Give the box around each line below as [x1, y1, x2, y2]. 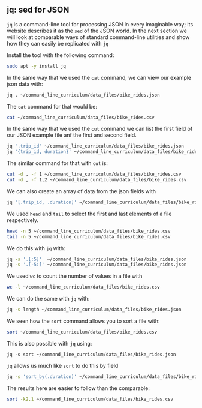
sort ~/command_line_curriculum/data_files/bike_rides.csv [7, 329, 158, 335]
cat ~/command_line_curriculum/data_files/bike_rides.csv [7, 114, 155, 121]
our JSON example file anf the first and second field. [7, 131, 137, 139]
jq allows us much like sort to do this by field [7, 362, 119, 369]
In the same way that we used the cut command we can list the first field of [7, 125, 193, 133]
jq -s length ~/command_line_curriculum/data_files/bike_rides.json [7, 307, 182, 313]
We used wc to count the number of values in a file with [7, 272, 143, 280]
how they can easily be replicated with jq [7, 40, 109, 47]
